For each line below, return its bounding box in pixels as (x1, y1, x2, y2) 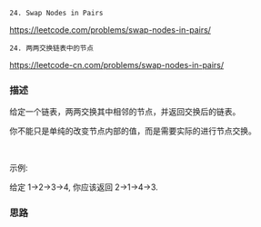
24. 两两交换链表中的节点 (9, 44, 94, 53)
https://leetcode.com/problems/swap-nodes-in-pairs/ (9, 25, 212, 35)
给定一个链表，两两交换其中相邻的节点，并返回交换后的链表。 (9, 106, 241, 117)
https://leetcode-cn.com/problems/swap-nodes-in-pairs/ (9, 60, 225, 70)
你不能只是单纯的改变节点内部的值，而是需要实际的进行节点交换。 (9, 125, 256, 136)
